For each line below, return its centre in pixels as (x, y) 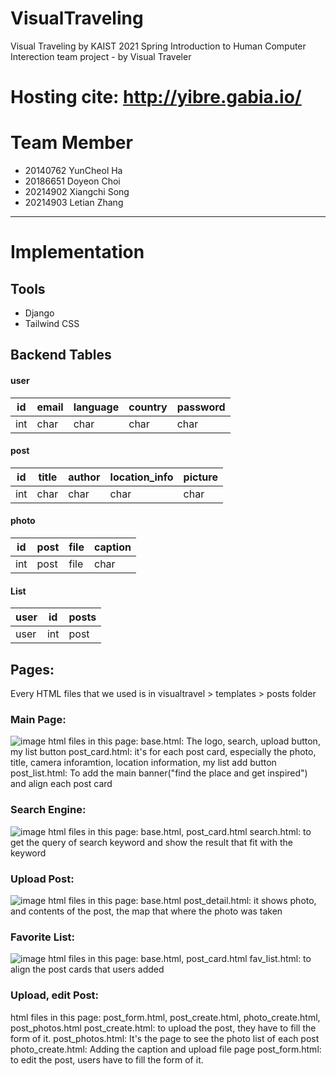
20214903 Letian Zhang (74, 203)
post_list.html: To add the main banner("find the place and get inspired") (159, 773)
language (96, 407)
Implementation (77, 252)
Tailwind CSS (52, 324)
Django (39, 313)
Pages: (32, 669)
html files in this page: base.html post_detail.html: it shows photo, (182, 900)
